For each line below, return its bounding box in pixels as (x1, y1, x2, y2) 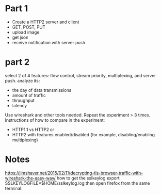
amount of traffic (12, 92, 46, 98)
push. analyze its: (5, 78, 40, 83)
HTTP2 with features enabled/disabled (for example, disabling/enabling (12, 131, 155, 137)
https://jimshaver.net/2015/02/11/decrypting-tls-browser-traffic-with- (5, 170, 143, 176)
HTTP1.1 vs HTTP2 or (12, 127, 55, 132)
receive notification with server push (12, 39, 86, 45)
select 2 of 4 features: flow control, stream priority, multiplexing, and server (5, 72, 156, 78)
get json (12, 34, 29, 40)
